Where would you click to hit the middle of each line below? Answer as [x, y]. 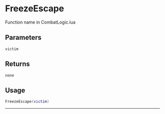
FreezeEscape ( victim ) [27, 102]
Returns [18, 64]
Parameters [23, 38]
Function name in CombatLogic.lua [40, 22]
